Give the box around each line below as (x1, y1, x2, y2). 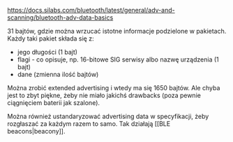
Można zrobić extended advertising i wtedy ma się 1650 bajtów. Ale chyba (7, 84, 220, 92)
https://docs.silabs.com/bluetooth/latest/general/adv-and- (7, 6, 176, 14)
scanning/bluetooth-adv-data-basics (7, 13, 114, 22)
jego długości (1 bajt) (17, 48, 78, 56)
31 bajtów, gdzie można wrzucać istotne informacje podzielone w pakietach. (7, 27, 227, 35)
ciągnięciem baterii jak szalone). (7, 99, 100, 107)
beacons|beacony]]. (7, 127, 66, 135)
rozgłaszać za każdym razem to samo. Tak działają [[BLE (7, 120, 171, 128)
